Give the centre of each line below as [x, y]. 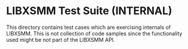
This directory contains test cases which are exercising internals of [89, 27]
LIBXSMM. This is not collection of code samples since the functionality [94, 33]
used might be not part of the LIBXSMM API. [61, 40]
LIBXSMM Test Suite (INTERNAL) [89, 11]
